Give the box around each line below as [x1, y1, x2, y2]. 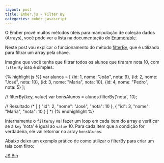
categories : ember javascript [5, 16, 67, 21]
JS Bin [5, 153, 18, 159]
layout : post [5, 7, 32, 12]
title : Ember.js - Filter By [5, 12, 65, 17]
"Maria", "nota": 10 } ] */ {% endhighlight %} [5, 109, 94, 114]
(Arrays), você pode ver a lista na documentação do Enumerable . [5, 35, 137, 41]
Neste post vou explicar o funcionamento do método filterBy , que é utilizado [5, 45, 160, 51]
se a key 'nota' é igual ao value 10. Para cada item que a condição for [5, 123, 145, 129]
